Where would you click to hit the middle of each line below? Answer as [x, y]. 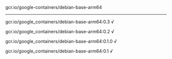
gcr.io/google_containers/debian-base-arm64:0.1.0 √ [61, 41]
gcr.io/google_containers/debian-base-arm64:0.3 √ [60, 22]
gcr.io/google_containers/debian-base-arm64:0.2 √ [60, 32]
